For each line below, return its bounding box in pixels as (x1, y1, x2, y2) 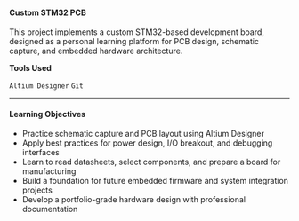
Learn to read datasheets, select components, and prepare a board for (21, 156, 281, 168)
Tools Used (9, 63, 52, 74)
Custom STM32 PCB (9, 7, 86, 18)
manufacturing (21, 166, 77, 177)
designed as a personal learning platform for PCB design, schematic (9, 36, 260, 47)
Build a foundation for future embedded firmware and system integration (21, 176, 289, 186)
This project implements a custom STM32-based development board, (9, 27, 265, 37)
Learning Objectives (9, 108, 86, 119)
